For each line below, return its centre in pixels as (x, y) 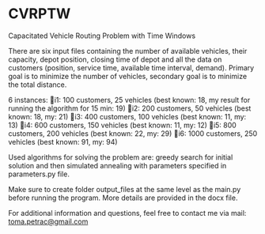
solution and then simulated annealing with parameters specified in (117, 165)
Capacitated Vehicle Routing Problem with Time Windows (102, 36)
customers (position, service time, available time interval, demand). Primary (131, 67)
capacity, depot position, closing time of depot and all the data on (115, 59)
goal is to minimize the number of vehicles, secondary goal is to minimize (128, 76)
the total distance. (38, 85)
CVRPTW (40, 14)
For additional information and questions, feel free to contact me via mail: (127, 213)
